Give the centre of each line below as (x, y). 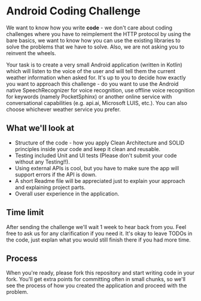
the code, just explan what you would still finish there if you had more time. (98, 240)
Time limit (25, 213)
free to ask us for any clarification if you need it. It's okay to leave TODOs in (99, 233)
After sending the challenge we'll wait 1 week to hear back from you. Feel (96, 227)
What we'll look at (40, 128)
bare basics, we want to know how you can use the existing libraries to (93, 40)
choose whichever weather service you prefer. (64, 109)
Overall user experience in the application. (67, 194)
